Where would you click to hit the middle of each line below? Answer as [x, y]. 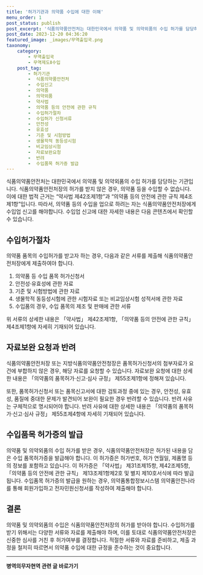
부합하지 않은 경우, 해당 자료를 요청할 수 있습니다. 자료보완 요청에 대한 [99, 371]
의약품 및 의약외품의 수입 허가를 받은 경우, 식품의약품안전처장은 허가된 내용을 [97, 450]
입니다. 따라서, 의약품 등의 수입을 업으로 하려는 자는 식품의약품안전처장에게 [108, 204]
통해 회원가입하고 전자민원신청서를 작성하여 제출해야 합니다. [83, 488]
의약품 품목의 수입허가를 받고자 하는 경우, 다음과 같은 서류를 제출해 [84, 256]
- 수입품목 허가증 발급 [53, 164]
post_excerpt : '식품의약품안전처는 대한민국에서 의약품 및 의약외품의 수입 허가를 [95, 29]
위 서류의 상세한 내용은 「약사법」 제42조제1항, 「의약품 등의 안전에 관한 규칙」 [100, 319]
